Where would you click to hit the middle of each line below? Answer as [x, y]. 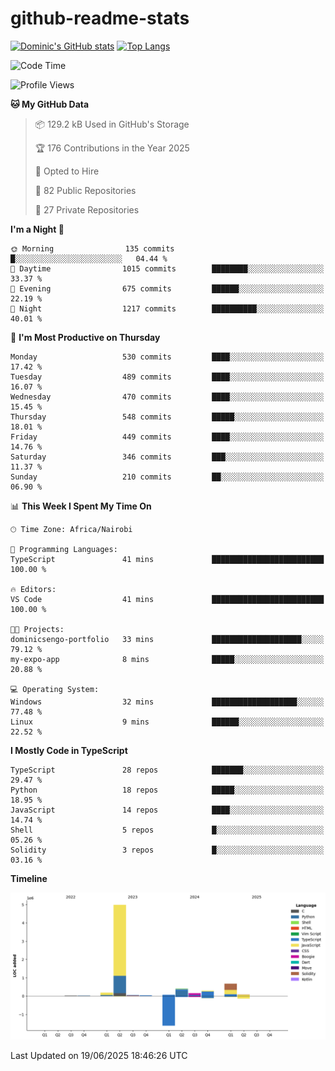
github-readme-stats [100, 18]
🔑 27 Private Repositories [87, 209]
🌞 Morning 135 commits [92, 248]
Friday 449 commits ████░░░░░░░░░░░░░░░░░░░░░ [167, 437]
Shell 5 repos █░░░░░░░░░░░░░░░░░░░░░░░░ [167, 830]
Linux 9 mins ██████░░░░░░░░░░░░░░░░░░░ [167, 722]
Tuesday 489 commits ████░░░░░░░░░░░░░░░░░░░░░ [167, 377]
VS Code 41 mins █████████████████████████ [167, 599]
